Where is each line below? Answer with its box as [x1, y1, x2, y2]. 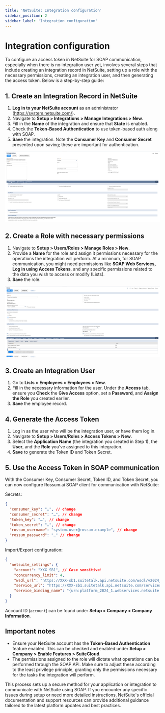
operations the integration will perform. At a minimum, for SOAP [12, 255, 141, 261]
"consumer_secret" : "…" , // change [9, 512, 82, 517]
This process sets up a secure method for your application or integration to [5, 681, 157, 687]
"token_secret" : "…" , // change [9, 522, 76, 527]
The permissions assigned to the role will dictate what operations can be [12, 656, 160, 662]
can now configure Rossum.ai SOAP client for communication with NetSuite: [5, 482, 159, 488]
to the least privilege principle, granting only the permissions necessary [12, 667, 158, 673]
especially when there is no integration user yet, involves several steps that [5, 62, 157, 68]
